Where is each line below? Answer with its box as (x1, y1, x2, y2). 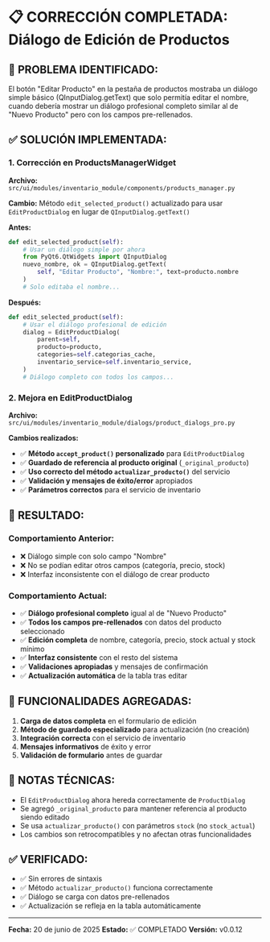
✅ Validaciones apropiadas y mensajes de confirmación (19, 662, 209, 671)
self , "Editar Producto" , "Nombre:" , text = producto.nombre (37, 268, 239, 276)
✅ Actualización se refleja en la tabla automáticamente (19, 901, 202, 911)
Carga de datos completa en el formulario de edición (19, 716, 197, 725)
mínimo (19, 644, 45, 654)
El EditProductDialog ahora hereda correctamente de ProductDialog (19, 795, 246, 804)
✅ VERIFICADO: (8, 853, 88, 866)
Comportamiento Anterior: (8, 533, 115, 544)
